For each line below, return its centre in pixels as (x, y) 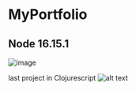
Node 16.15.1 (39, 44)
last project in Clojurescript (52, 78)
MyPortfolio (48, 15)
